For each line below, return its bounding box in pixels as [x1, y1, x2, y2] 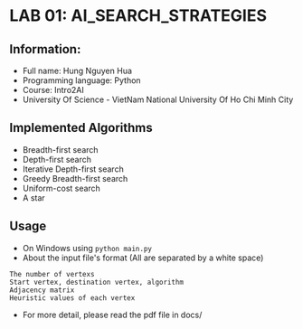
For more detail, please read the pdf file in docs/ [22, 309, 203, 320]
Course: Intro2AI [22, 85, 84, 95]
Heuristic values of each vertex [9, 293, 136, 303]
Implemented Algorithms [9, 120, 154, 136]
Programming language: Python [22, 75, 142, 86]
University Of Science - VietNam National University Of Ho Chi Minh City [22, 94, 294, 105]
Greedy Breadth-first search [22, 173, 128, 183]
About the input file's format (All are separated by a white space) [22, 252, 264, 263]
